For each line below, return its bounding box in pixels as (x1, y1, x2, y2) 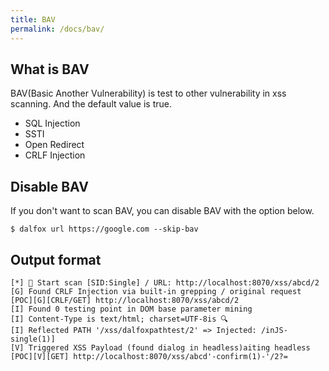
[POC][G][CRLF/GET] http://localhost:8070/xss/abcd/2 (10, 295, 240, 305)
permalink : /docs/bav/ (10, 24, 105, 34)
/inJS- (260, 325, 288, 335)
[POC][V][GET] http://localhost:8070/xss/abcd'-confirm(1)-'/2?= (10, 351, 288, 361)
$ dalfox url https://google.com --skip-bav (10, 224, 199, 235)
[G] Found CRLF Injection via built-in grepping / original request (10, 286, 302, 296)
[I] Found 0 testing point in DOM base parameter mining (10, 304, 253, 314)
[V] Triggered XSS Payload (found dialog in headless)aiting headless (10, 342, 311, 353)
